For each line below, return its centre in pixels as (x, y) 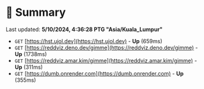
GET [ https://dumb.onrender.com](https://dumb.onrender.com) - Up (99, 73)
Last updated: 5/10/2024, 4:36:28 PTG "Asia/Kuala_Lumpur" (84, 29)
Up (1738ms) (31, 54)
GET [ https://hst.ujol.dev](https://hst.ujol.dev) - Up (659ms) (88, 41)
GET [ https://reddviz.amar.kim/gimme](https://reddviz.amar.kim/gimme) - (106, 60)
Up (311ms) (29, 67)
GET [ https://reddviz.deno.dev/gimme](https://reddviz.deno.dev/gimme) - (106, 48)
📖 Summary (36, 12)
